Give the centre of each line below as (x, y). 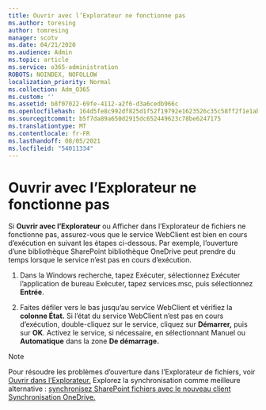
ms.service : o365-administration (63, 67)
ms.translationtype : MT (47, 126)
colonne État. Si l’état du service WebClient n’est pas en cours (122, 316)
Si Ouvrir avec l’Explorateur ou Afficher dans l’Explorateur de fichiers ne (127, 226)
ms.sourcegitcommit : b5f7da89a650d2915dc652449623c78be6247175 (115, 119)
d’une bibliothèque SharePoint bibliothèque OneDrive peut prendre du (122, 251)
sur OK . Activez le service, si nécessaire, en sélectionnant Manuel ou (133, 333)
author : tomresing (38, 30)
